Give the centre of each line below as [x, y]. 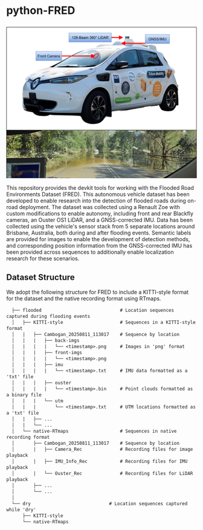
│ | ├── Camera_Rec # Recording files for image [102, 449]
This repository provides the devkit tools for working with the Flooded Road [100, 187]
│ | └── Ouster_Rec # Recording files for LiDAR [102, 473]
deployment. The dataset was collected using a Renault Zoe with [99, 207]
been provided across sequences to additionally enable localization [90, 252]
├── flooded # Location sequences [93, 310]
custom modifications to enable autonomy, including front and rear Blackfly [100, 213]
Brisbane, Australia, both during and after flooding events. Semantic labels [99, 233]
